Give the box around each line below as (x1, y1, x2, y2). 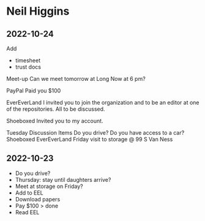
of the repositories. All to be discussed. (6, 105, 105, 113)
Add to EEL (15, 189, 44, 197)
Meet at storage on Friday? (15, 182, 84, 190)
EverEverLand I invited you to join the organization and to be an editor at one (6, 99, 199, 106)
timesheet (15, 57, 41, 64)
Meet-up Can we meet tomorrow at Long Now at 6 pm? (6, 75, 146, 82)
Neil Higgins (6, 4, 70, 18)
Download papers (15, 195, 61, 203)
